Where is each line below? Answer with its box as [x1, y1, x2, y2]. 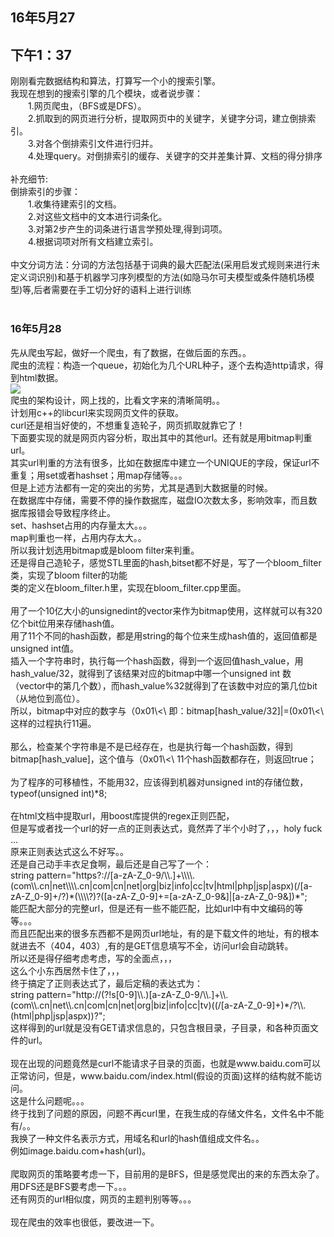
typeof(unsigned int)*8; [10, 787, 108, 799]
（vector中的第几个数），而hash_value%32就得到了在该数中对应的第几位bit [10, 679, 318, 692]
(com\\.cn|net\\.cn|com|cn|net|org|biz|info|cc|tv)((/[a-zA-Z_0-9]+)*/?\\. [10, 999, 307, 1011]
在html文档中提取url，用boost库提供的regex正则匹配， [10, 809, 235, 822]
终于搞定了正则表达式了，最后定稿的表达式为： [10, 977, 203, 989]
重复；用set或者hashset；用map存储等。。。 [10, 469, 188, 481]
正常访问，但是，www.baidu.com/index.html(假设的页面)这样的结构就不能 [10, 1069, 314, 1082]
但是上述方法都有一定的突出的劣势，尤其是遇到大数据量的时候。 [10, 481, 273, 493]
